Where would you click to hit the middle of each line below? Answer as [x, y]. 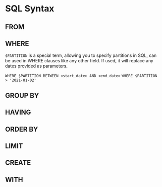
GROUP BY [22, 95]
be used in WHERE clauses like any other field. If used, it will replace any [79, 61]
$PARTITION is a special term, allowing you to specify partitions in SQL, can [81, 55]
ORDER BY [22, 129]
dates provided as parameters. [36, 66]
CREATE [18, 163]
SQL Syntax [30, 9]
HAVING [18, 113]
